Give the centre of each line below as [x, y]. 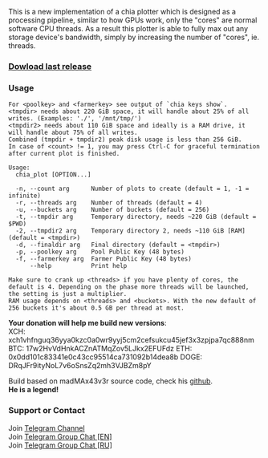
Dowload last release [50, 66]
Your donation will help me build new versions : [87, 323]
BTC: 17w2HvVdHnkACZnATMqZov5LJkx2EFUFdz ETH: [100, 349]
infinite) [25, 196]
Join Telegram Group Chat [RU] [60, 445]
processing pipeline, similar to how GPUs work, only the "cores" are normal [133, 20]
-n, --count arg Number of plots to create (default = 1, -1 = [132, 189]
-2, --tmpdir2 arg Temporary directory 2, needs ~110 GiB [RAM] [131, 231]
